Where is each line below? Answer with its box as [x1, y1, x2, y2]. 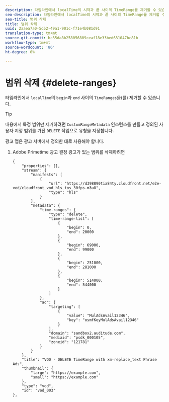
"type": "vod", [22, 383, 54, 389]
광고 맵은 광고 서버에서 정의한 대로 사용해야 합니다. [5, 138, 105, 144]
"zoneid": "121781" [48, 340, 90, 345]
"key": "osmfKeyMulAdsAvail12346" [66, 317, 139, 323]
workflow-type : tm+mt [5, 40, 51, 45]
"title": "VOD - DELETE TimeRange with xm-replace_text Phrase [22, 357, 157, 362]
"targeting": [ [48, 304, 80, 309]
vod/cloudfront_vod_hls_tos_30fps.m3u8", [12, 186, 101, 191]
